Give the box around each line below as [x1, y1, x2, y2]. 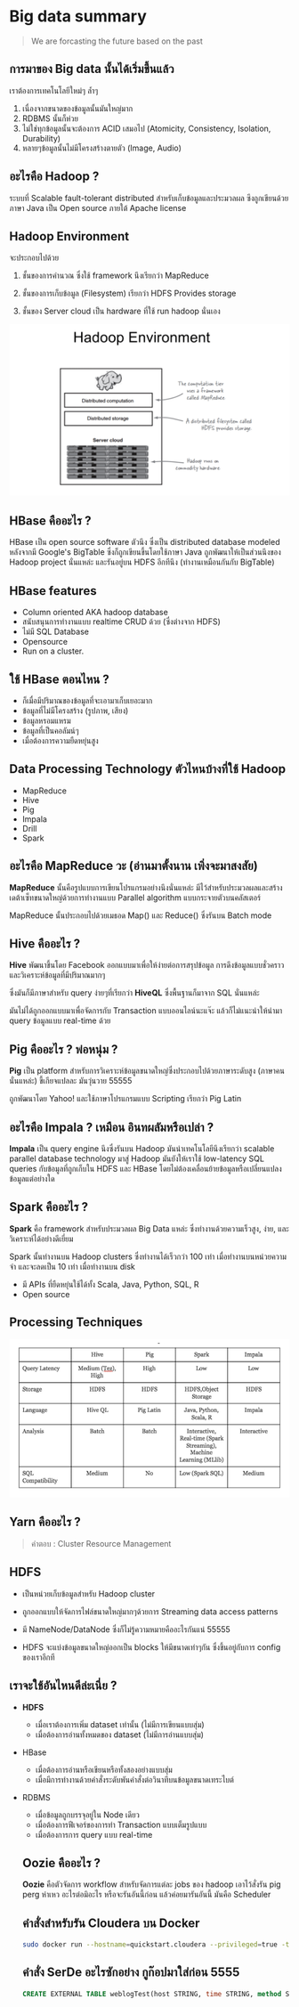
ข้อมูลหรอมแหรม [21, 715, 71, 726]
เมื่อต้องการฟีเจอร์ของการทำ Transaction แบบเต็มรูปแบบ [35, 1819, 207, 1830]
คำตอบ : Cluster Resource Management [30, 1538, 172, 1548]
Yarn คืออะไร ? [9, 1515, 82, 1530]
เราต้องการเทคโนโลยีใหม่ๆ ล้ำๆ [9, 85, 99, 95]
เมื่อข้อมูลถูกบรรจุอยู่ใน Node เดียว [35, 1809, 140, 1820]
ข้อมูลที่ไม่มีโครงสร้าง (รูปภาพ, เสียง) [21, 705, 129, 716]
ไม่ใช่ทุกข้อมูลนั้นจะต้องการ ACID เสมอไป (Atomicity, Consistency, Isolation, [21, 123, 271, 134]
